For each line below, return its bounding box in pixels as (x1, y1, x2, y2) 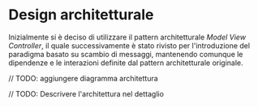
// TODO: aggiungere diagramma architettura (8, 73, 158, 83)
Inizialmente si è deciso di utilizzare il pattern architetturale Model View (8, 32, 246, 42)
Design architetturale (8, 6, 154, 24)
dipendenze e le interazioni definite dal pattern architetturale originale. (8, 58, 243, 68)
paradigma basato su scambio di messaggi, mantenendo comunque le (8, 49, 243, 59)
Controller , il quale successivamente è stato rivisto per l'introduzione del (8, 40, 250, 50)
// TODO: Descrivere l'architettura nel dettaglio (8, 88, 165, 98)
